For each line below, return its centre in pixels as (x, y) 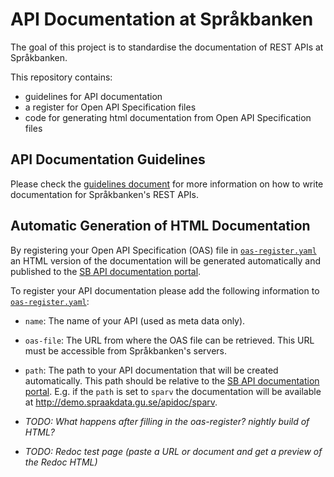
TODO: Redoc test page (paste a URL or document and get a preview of (173, 451)
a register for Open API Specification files (110, 107)
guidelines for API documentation (93, 96)
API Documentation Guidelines (108, 159)
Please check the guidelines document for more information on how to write (167, 184)
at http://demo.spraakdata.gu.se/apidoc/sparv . (121, 402)
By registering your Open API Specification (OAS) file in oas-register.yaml (163, 250)
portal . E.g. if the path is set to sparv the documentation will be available (173, 391)
